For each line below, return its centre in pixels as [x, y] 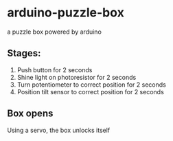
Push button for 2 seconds [55, 69]
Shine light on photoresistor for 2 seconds [77, 77]
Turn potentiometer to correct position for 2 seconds [91, 85]
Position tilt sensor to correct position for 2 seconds [91, 91]
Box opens [30, 114]
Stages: [24, 53]
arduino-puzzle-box [66, 13]
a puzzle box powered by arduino [54, 32]
